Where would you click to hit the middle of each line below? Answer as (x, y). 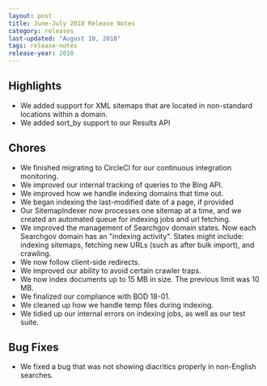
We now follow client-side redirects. (80, 262)
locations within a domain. (64, 114)
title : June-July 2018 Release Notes (72, 23)
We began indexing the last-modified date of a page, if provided (127, 202)
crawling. (36, 253)
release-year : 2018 (41, 53)
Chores (27, 148)
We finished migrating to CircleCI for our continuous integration (126, 167)
